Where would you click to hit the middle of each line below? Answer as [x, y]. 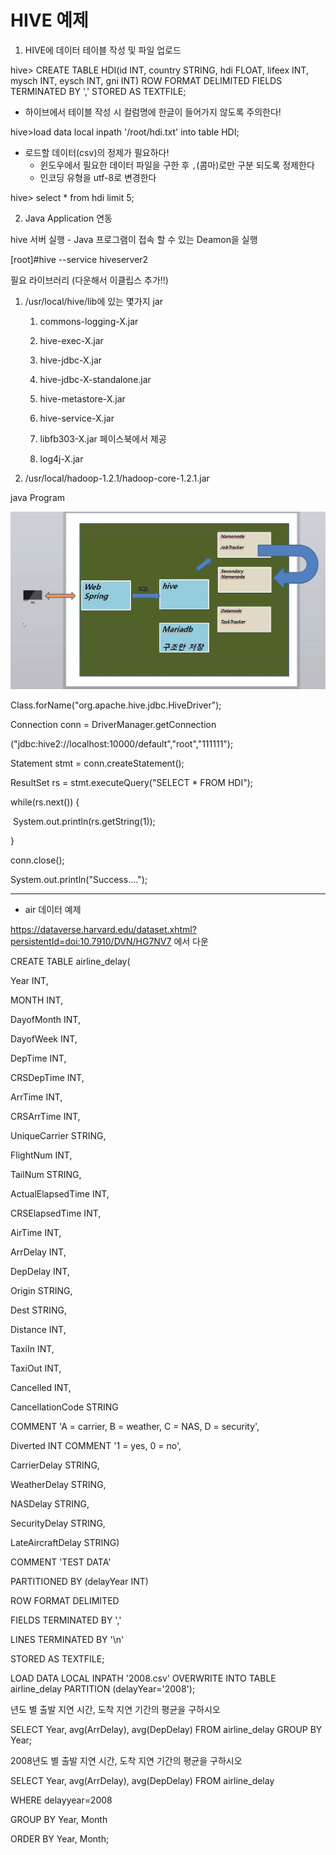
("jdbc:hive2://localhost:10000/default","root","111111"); [122, 743]
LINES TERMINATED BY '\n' [67, 1639]
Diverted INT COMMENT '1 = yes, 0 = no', [96, 1445]
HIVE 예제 [49, 20]
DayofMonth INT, [45, 1019]
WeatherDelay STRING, [58, 1484]
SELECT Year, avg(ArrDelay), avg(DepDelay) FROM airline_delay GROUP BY [166, 1729]
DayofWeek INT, [44, 1038]
